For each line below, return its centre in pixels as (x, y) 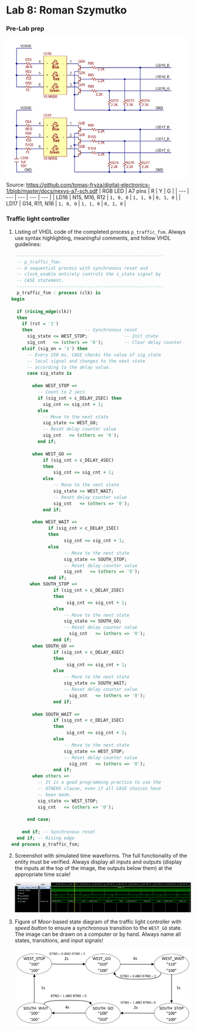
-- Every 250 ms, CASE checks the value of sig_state (94, 355)
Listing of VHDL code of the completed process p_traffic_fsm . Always (100, 231)
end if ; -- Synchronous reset (58, 832)
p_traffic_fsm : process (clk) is (59, 293)
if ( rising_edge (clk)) (44, 311)
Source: (16, 185)
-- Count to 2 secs (61, 392)
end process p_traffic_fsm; (46, 844)
